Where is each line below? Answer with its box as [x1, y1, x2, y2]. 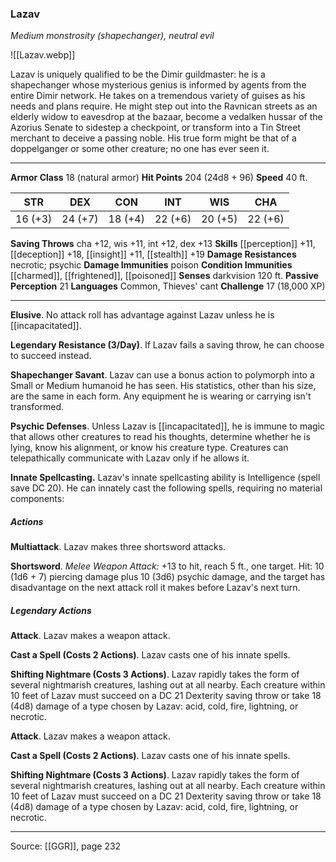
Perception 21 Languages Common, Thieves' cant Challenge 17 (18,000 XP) [10, 280, 326, 292]
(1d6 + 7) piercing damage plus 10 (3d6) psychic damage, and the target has [10, 571, 326, 583]
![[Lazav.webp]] [10, 49, 76, 61]
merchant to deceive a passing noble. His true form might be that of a [10, 132, 297, 144]
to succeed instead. [10, 350, 92, 362]
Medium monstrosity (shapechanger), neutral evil [10, 30, 215, 42]
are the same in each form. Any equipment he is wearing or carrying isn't [10, 390, 312, 402]
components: [10, 493, 65, 505]
